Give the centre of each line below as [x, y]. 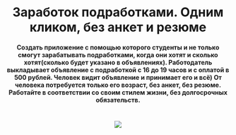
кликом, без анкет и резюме [118, 27]
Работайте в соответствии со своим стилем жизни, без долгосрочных [118, 92]
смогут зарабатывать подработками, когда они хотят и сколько [118, 54]
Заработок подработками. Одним [118, 12]
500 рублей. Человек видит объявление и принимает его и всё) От [118, 77]
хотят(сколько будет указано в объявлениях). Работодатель [118, 62]
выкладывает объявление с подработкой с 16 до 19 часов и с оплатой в [118, 70]
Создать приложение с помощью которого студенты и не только [118, 47]
